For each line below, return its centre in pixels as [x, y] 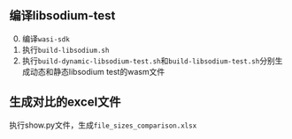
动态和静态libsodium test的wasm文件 [97, 71]
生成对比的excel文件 [65, 102]
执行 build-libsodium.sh [65, 49]
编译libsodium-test [62, 16]
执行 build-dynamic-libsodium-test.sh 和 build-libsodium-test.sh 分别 [149, 61]
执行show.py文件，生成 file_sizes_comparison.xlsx [103, 125]
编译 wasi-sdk [46, 39]
